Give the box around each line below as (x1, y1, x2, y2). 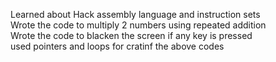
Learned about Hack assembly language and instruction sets (10, 9, 261, 20)
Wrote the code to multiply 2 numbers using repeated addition (10, 19, 267, 31)
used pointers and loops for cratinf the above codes (10, 40, 225, 52)
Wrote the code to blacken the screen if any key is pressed (10, 30, 253, 41)
